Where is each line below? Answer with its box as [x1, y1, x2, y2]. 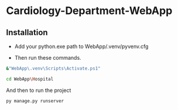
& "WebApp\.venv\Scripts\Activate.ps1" [6, 66, 101, 71]
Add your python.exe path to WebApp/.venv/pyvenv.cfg [14, 43, 149, 50]
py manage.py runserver [6, 98, 64, 104]
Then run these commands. [14, 54, 81, 61]
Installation [6, 27, 48, 37]
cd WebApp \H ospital [6, 76, 54, 82]
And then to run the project [6, 87, 71, 94]
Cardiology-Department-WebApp [6, 4, 173, 18]
